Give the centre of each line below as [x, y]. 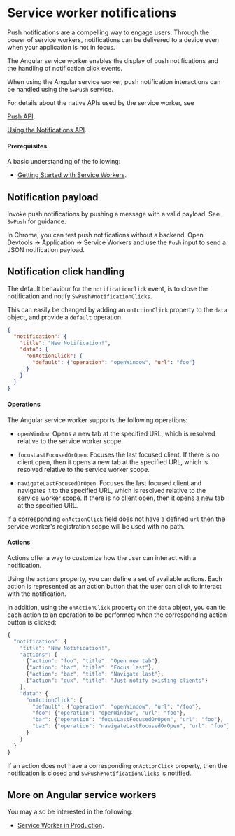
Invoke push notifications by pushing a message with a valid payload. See [114, 214]
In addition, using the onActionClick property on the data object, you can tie [116, 607]
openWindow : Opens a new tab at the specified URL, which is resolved [116, 433]
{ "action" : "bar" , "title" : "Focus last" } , [90, 668]
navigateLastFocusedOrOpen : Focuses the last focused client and [109, 483]
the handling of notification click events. [65, 68]
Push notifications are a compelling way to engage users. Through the [108, 32]
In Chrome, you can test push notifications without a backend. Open [106, 235]
